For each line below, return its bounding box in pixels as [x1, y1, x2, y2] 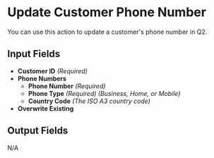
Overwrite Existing [17, 104, 74, 113]
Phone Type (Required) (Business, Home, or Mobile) [28, 89, 181, 97]
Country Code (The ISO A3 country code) [28, 97, 150, 105]
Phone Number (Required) [28, 82, 106, 90]
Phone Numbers [17, 74, 67, 83]
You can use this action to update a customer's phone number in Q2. [7, 28, 208, 36]
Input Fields [7, 48, 61, 60]
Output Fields [7, 125, 69, 137]
